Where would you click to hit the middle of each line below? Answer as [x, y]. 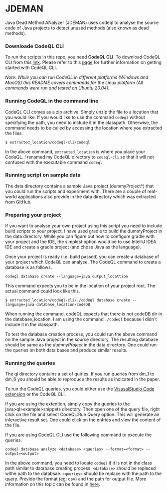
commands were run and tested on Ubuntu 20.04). [57, 88]
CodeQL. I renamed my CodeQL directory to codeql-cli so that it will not [80, 157]
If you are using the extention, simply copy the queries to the [68, 404]
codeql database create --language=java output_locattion [67, 276]
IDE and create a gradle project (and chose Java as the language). [73, 247]
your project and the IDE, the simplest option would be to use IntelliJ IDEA [81, 242]
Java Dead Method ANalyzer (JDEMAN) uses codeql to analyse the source [82, 22]
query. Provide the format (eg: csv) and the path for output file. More [76, 479]
